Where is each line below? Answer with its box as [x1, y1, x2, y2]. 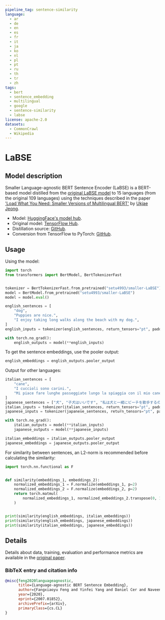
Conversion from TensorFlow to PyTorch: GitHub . [12, 231, 112, 237]
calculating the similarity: [5, 454, 55, 461]
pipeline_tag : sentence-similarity [5, 7, 78, 12]
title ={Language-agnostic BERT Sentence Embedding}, [18, 583, 129, 588]
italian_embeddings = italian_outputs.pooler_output [5, 436, 115, 441]
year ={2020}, [18, 592, 45, 597]
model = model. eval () [5, 295, 50, 300]
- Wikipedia [9, 131, 34, 136]
